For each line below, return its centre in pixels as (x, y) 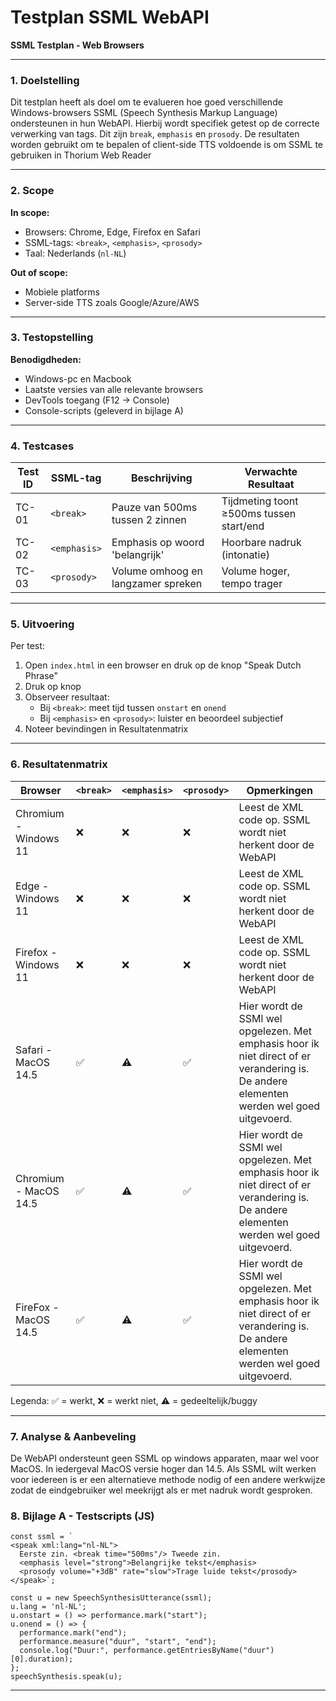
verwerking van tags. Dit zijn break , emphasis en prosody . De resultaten (155, 134)
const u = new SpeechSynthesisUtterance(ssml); (111, 1598)
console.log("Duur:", (64, 1651)
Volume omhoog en (157, 571)
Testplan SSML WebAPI (110, 17)
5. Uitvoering (42, 624)
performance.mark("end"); (73, 1633)
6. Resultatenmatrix (59, 764)
